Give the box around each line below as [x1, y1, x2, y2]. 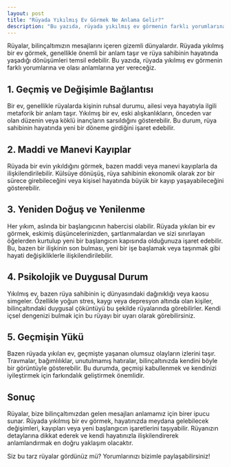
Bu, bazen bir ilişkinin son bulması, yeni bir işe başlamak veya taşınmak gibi [7, 243, 221, 252]
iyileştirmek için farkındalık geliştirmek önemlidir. [7, 371, 145, 380]
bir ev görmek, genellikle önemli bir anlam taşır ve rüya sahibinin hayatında [7, 49, 219, 57]
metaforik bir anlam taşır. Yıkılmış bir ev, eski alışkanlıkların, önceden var [7, 109, 212, 118]
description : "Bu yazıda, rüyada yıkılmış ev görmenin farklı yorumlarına [7, 23, 226, 30]
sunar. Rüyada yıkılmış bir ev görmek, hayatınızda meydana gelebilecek [7, 417, 209, 425]
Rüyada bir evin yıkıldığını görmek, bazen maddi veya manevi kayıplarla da [7, 162, 218, 170]
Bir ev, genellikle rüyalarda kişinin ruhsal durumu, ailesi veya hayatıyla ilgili [7, 102, 217, 110]
